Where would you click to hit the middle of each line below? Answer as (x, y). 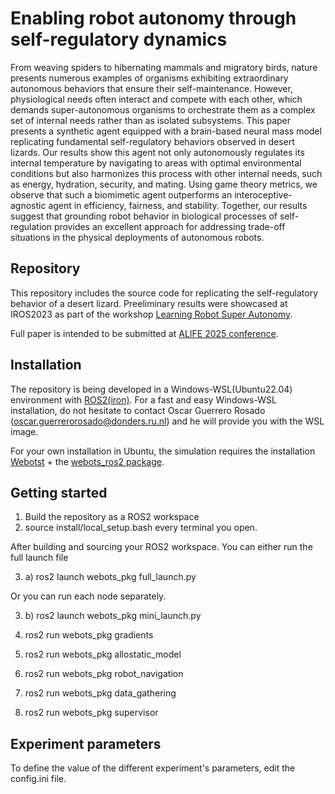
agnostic (28, 205)
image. (24, 431)
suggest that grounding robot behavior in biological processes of (144, 216)
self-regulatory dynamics (119, 39)
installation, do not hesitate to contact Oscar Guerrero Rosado (138, 410)
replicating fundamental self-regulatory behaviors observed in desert (152, 141)
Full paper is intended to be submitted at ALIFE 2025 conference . (144, 333)
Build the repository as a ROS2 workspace (112, 517)
